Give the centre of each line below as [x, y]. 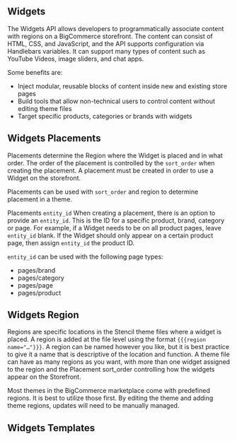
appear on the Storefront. [44, 377]
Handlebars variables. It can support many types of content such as [106, 51]
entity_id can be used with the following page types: [86, 257]
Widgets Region [43, 315]
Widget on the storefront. [44, 178]
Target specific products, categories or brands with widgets [105, 116]
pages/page [35, 285]
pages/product [39, 293]
